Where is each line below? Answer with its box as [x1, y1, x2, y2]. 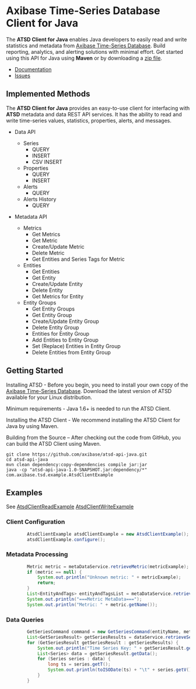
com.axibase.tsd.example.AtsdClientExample [6, 472, 114, 478]
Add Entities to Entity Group [32, 336, 99, 343]
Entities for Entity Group [32, 330, 89, 337]
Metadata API [14, 213, 48, 220]
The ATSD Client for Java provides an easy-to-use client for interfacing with [6, 104, 190, 112]
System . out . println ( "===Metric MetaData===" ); [27, 596, 142, 602]
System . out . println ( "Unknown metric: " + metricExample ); [37, 574, 181, 580]
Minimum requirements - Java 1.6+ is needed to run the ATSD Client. [6, 405, 171, 412]
